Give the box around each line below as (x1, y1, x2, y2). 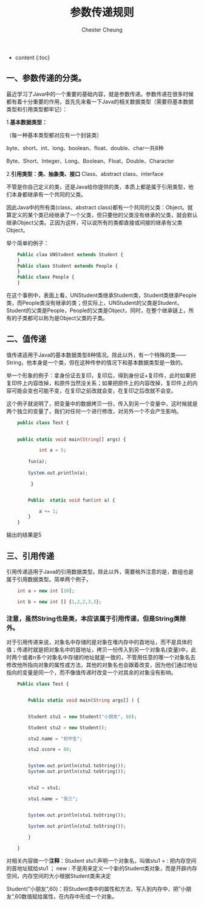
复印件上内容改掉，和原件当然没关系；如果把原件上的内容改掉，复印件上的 (6, 379, 192, 386)
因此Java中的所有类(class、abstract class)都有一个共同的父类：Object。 (6, 203, 188, 211)
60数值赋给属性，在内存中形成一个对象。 (15, 893, 117, 901)
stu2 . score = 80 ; (28, 747, 72, 753)
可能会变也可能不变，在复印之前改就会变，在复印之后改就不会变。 (11, 387, 177, 394)
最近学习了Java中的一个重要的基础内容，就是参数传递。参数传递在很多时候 (6, 90, 194, 97)
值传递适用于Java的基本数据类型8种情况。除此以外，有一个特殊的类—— (6, 351, 186, 358)
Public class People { (17, 274, 75, 281)
